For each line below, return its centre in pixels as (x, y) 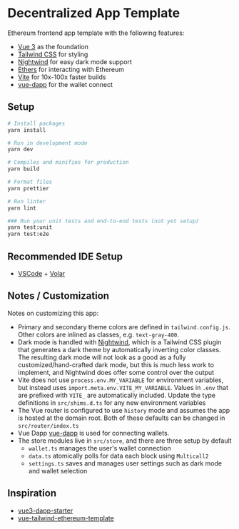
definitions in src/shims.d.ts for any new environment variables (112, 402)
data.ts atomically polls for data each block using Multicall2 (118, 456)
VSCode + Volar (41, 273)
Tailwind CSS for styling (53, 54)
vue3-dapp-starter (45, 510)
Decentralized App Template (94, 13)
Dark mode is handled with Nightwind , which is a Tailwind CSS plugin (119, 342)
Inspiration (32, 493)
